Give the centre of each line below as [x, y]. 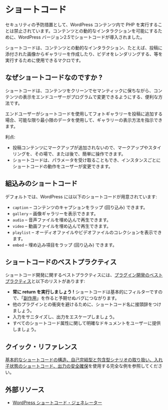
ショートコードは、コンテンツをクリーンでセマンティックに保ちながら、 [79, 91]
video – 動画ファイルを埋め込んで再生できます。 [62, 226]
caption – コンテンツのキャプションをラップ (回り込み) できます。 [80, 207]
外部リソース [25, 390]
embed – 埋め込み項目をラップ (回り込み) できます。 [65, 245]
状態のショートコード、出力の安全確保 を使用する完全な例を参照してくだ [84, 366]
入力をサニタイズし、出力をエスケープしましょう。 [65, 317]
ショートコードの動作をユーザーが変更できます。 [63, 166]
